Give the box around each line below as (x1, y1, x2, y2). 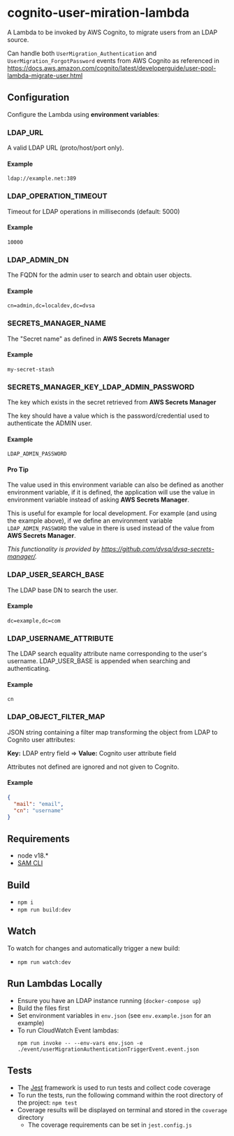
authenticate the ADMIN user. (7, 419, 92, 427)
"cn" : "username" (13, 807, 64, 814)
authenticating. (7, 665, 51, 673)
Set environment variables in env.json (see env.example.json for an (17, 1011, 212, 1019)
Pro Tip (7, 465, 29, 474)
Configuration (7, 92, 70, 104)
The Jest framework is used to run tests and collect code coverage (17, 1083, 211, 1092)
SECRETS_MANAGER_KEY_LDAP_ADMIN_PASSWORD (7, 382, 195, 392)
